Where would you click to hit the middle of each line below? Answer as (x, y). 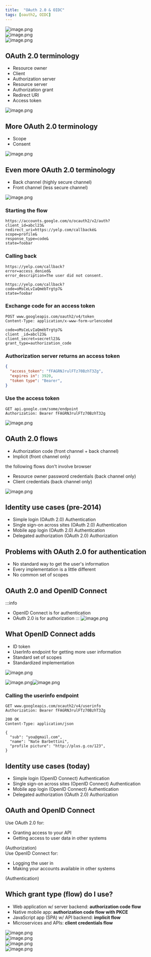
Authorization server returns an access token (63, 356)
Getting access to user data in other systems (59, 838)
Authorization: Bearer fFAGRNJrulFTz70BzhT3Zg (55, 711)
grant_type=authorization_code (38, 343)
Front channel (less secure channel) (50, 187)
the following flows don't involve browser (48, 466)
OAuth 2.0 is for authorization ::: (46, 619)
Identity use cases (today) (48, 766)
